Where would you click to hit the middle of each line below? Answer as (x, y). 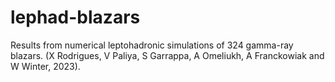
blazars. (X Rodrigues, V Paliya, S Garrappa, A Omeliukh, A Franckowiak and (167, 55)
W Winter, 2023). (45, 66)
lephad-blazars (75, 17)
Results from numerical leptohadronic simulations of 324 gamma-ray (152, 45)
